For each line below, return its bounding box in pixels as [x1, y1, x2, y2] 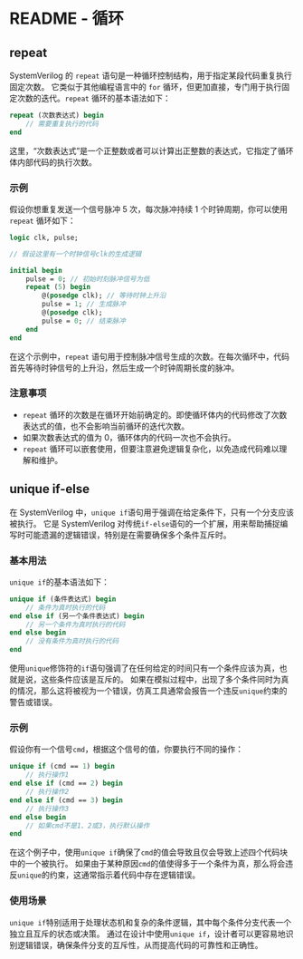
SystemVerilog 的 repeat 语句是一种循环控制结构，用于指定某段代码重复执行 [9, 70, 292, 81]
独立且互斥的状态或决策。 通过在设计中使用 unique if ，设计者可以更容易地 [9, 928, 287, 939]
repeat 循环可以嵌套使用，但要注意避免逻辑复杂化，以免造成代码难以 [22, 443, 279, 454]
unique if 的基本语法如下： [9, 576, 110, 587]
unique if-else [9, 481, 90, 497]
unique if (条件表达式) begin [9, 595, 117, 604]
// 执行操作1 [25, 770, 70, 780]
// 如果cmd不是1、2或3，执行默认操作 [25, 821, 150, 830]
